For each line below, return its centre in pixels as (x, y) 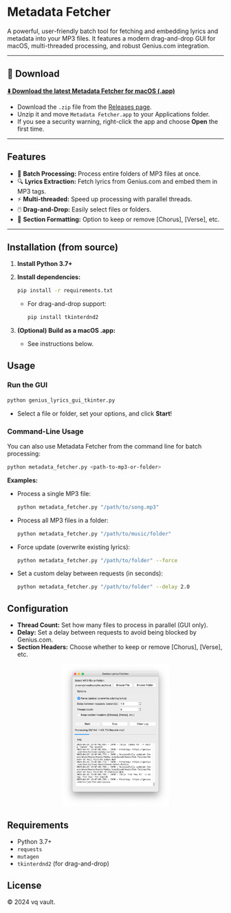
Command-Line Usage (45, 431)
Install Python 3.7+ (45, 264)
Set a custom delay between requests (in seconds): (90, 573)
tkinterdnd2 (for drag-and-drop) (63, 864)
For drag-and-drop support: (67, 304)
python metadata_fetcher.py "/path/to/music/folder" (94, 534)
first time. (31, 129)
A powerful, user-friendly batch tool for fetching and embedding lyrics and (113, 31)
